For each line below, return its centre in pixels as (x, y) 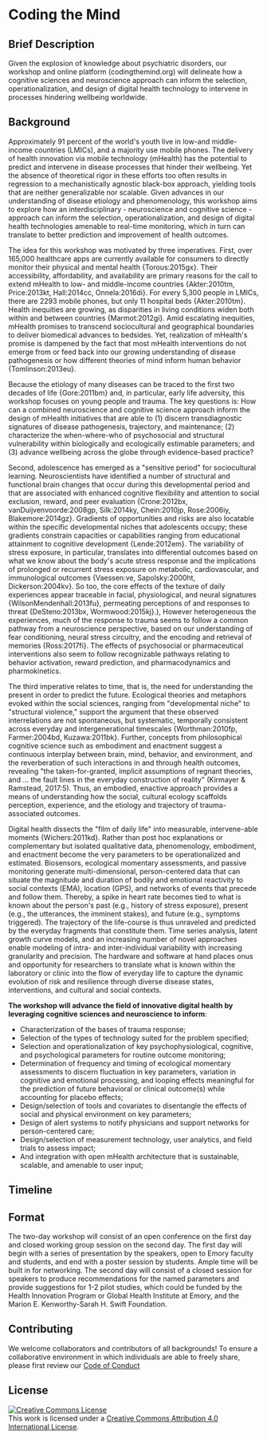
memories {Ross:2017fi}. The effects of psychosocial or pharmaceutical (126, 645)
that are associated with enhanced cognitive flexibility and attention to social (134, 493)
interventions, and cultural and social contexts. (85, 990)
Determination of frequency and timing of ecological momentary (125, 1063)
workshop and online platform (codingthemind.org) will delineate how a (126, 72)
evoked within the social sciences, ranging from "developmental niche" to (129, 703)
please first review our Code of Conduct (74, 1365)
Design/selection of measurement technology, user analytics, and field (136, 1139)
